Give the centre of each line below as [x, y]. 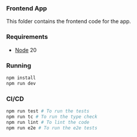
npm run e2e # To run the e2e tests [52, 128]
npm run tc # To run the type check [52, 117]
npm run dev [21, 83]
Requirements [27, 37]
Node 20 [26, 50]
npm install [21, 78]
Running [19, 65]
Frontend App [27, 8]
